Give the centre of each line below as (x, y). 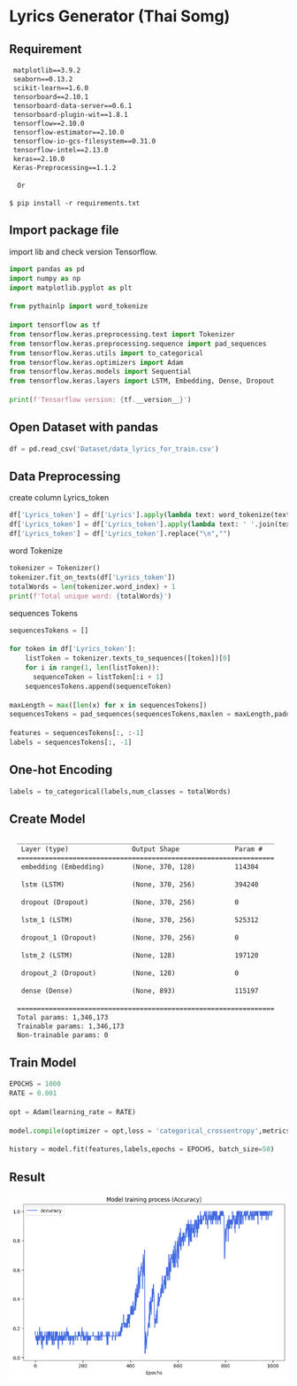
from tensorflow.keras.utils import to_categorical (106, 353)
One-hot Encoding (61, 770)
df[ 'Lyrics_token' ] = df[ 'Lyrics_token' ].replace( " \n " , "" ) (120, 534)
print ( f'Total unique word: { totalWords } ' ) (91, 596)
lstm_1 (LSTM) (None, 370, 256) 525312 (140, 920)
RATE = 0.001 (33, 1094)
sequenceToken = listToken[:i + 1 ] (98, 677)
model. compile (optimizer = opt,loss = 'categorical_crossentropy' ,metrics (150, 1131)
